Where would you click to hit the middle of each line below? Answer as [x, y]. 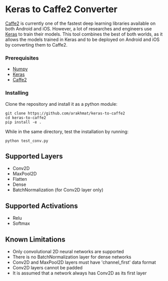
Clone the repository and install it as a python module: [61, 104]
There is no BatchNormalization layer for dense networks [72, 257]
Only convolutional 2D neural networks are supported [68, 251]
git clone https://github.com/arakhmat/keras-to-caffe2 [65, 113]
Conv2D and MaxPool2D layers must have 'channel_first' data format [84, 262]
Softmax [21, 223]
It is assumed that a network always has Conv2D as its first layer [80, 273]
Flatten [20, 179]
